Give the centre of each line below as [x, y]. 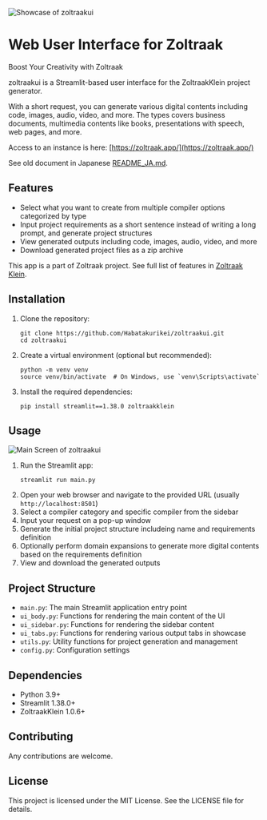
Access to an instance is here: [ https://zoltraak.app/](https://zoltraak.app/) [131, 147]
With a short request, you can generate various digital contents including [128, 106]
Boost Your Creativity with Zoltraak [66, 66]
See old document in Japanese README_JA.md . [88, 163]
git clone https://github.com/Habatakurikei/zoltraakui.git [122, 333]
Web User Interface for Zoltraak [116, 45]
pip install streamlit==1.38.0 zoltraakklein [97, 406]
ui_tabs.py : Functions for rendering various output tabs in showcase [133, 633]
